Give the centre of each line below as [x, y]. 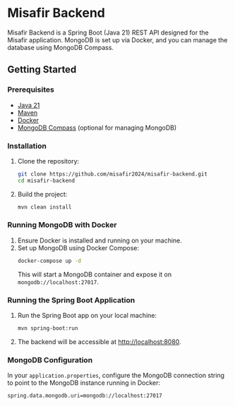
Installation [27, 146]
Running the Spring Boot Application [71, 300]
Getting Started [42, 69]
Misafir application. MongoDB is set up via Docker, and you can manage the [117, 39]
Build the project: [42, 194]
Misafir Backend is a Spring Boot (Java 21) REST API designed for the [108, 32]
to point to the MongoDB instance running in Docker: [84, 383]
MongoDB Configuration [50, 359]
